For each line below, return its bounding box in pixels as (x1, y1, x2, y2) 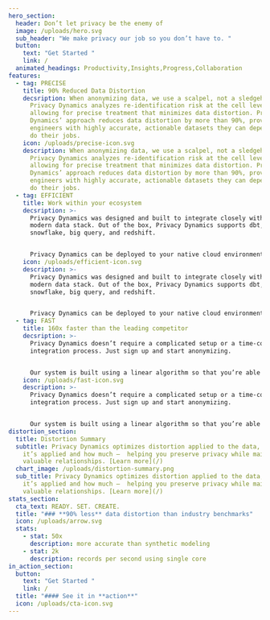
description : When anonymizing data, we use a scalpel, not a (22, 147, 235, 155)
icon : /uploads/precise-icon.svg (22, 138, 135, 147)
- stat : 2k (22, 547, 59, 556)
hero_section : (8, 11, 56, 20)
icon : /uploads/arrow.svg (15, 517, 103, 526)
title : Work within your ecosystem (22, 199, 142, 207)
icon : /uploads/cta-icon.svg (15, 600, 113, 608)
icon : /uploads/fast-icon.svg (22, 376, 125, 384)
